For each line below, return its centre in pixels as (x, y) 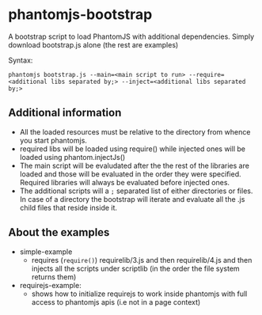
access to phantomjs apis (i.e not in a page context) (116, 302)
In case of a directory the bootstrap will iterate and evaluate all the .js (132, 199)
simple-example (46, 252)
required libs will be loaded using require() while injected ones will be (132, 149)
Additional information (65, 113)
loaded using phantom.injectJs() (72, 157)
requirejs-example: (50, 285)
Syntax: (21, 60)
